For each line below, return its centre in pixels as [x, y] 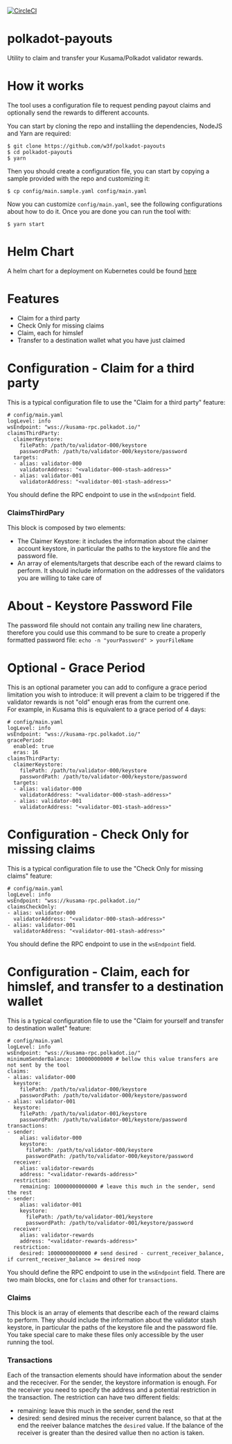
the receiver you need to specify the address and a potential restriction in [112, 1390]
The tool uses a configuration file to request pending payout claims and [109, 105]
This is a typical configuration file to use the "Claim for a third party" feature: [116, 402]
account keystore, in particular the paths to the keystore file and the [114, 548]
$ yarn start [26, 224]
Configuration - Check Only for [98, 834]
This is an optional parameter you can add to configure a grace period [107, 687]
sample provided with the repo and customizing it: [79, 178]
